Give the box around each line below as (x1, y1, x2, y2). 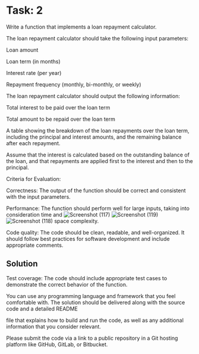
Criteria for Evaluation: (6, 175, 61, 182)
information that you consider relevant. (6, 322, 101, 330)
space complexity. (54, 217, 99, 224)
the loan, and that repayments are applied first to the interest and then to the (6, 157, 193, 164)
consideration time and (6, 211, 62, 218)
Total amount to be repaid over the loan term (6, 115, 116, 123)
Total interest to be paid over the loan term (6, 104, 110, 111)
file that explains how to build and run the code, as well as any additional (6, 317, 184, 324)
